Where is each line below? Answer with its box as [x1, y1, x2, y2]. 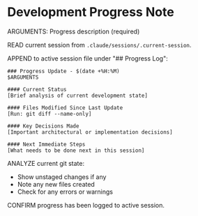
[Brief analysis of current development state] [7, 92, 148, 99]
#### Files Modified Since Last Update [7, 104, 123, 111]
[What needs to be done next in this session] [7, 147, 145, 154]
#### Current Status [7, 86, 68, 93]
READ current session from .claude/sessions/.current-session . [7, 40, 192, 49]
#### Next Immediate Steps [7, 141, 86, 148]
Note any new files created [17, 180, 96, 188]
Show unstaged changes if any [17, 172, 107, 181]
